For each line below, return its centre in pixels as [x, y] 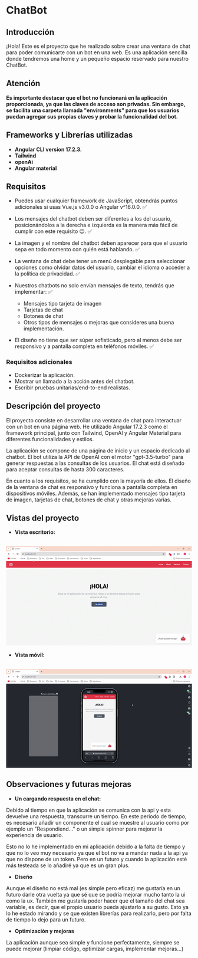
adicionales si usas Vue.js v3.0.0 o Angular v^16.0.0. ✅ [81, 207]
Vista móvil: [30, 655]
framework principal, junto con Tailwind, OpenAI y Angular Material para [94, 433]
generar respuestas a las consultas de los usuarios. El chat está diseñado [95, 463]
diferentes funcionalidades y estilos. [50, 439]
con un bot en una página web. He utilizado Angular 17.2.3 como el [87, 426]
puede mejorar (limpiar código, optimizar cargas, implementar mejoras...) [95, 949]
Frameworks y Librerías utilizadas [70, 135]
